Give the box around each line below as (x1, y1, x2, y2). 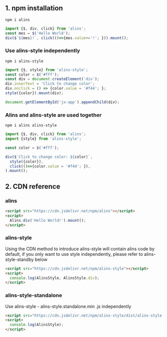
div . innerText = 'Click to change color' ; (5, 81, 95, 87)
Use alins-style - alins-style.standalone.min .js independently (5, 303, 131, 309)
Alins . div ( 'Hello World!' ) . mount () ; (9, 218, 86, 223)
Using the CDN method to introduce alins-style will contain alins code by (5, 245, 155, 252)
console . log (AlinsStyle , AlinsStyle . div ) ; (9, 275, 99, 280)
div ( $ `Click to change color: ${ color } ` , (5, 154, 93, 159)
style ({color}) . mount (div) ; (5, 91, 64, 96)
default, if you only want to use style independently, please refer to (5, 251, 143, 257)
